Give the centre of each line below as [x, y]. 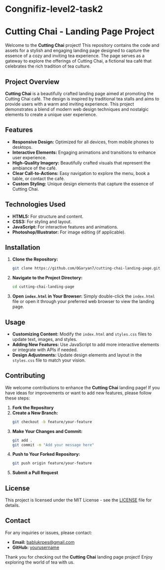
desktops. [22, 147]
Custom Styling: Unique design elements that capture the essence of [83, 184]
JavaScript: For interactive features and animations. [65, 227]
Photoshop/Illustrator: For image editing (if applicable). [69, 232]
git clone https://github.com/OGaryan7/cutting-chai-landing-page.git [86, 268]
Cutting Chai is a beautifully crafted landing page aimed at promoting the [79, 93]
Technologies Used [35, 205]
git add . [22, 440]
